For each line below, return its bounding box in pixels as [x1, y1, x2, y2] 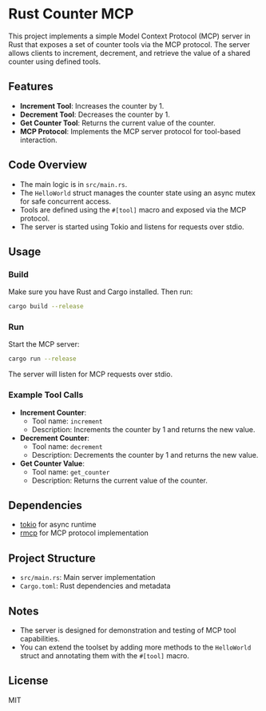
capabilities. [19, 634, 60, 644]
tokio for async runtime [19, 520, 97, 530]
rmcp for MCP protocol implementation [19, 528, 149, 538]
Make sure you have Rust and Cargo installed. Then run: [8, 287, 193, 296]
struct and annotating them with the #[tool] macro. [19, 651, 190, 661]
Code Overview [8, 158, 88, 172]
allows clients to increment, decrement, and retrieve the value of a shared [8, 48, 251, 58]
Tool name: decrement [31, 441, 103, 451]
